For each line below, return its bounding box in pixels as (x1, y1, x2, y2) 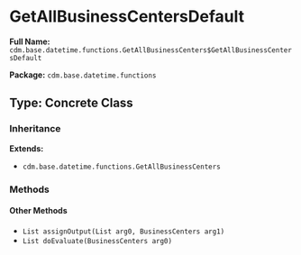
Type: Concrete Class (9, 96, 133, 111)
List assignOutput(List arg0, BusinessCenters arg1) (22, 227, 225, 236)
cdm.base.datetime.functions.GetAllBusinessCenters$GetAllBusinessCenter (9, 45, 293, 55)
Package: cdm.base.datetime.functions (9, 69, 157, 80)
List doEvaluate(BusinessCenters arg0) (22, 236, 173, 245)
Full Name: (9, 36, 50, 47)
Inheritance (9, 123, 61, 135)
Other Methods (9, 205, 68, 216)
